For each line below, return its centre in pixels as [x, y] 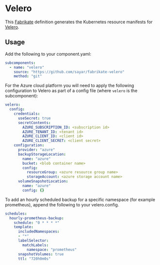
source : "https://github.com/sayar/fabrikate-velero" [69, 72]
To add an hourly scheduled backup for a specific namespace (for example [80, 200]
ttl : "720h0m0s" [34, 259]
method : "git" [28, 76]
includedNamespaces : [39, 232]
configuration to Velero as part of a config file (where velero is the [71, 91]
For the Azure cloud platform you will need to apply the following [70, 86]
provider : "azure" [36, 150]
